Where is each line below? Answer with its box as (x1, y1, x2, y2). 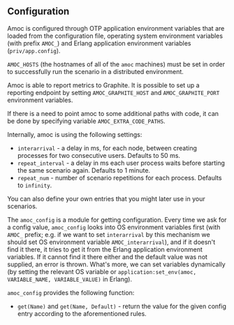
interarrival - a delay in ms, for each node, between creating (17, 143, 198, 152)
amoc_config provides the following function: (7, 288, 135, 296)
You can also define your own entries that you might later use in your (7, 194, 205, 203)
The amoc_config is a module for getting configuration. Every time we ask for (7, 215, 227, 224)
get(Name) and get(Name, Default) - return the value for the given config (17, 302, 227, 310)
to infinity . (17, 181, 52, 189)
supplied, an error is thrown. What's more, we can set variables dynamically (7, 260, 226, 268)
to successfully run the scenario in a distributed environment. (7, 67, 184, 75)
